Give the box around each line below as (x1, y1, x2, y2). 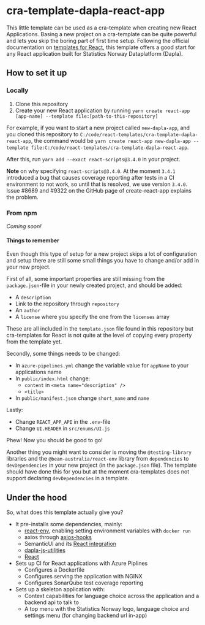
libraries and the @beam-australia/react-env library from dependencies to (6, 455, 189, 462)
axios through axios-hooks (24, 533, 92, 540)
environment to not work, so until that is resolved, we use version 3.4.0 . (6, 180, 188, 188)
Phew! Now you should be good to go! (6, 437, 103, 444)
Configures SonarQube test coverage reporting (24, 579, 144, 586)
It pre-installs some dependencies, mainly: (15, 520, 123, 527)
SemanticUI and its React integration (24, 540, 117, 547)
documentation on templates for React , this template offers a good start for (6, 44, 196, 51)
